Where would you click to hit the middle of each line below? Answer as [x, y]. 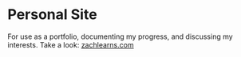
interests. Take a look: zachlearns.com [71, 44]
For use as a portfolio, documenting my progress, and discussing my [120, 36]
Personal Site [52, 15]
